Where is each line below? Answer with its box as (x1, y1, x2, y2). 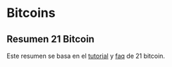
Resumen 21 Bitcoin (6, 33, 94, 45)
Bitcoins (6, 5, 56, 21)
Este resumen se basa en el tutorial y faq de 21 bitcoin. (6, 51, 166, 60)
